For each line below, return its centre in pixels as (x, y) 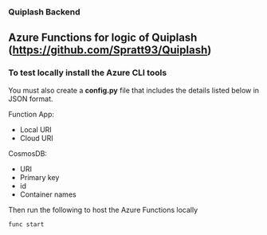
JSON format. (31, 99)
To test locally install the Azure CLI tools (88, 72)
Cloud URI (36, 138)
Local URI (35, 129)
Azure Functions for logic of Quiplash (103, 38)
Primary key (39, 177)
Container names (48, 194)
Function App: (31, 114)
